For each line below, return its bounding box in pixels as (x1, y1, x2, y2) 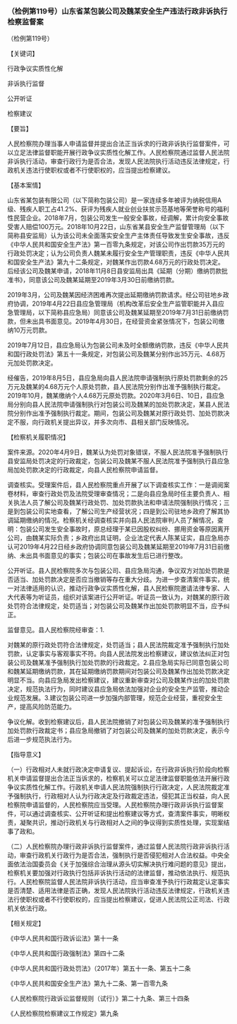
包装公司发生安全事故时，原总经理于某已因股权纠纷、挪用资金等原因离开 (19, 525, 230, 533)
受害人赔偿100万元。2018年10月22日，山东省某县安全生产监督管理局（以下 (7, 223, 225, 231)
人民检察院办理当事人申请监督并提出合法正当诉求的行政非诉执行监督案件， (7, 139, 224, 148)
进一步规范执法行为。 (13, 735, 75, 744)
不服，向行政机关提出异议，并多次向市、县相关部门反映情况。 (13, 418, 193, 426)
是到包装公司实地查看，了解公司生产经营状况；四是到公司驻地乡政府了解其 (7, 507, 224, 516)
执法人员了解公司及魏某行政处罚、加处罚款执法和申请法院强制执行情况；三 (13, 499, 230, 507)
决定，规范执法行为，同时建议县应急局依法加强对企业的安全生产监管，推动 (7, 685, 224, 694)
